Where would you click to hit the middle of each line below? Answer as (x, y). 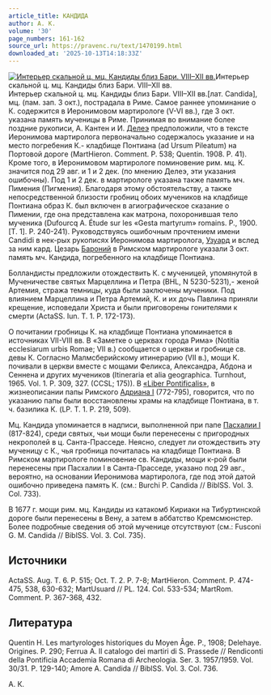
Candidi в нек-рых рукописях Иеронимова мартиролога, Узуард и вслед (133, 240)
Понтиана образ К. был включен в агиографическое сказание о (119, 206)
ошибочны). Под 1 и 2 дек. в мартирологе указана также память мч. (127, 180)
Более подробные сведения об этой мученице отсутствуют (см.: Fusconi (135, 527)
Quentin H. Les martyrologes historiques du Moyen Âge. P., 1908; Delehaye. (135, 642)
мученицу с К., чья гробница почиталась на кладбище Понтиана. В (125, 451)
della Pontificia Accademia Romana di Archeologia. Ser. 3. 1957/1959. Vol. (131, 659)
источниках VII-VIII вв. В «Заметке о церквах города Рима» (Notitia (124, 340)
